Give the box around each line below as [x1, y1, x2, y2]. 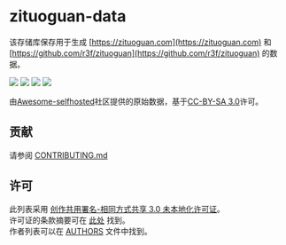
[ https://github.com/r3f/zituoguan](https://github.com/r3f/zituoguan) [9, 47, 260, 59]
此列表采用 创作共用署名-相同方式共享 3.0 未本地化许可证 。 [9, 203, 226, 214]
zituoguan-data [9, 6, 127, 27]
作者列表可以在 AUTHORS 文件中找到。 [9, 225, 152, 236]
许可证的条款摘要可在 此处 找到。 [9, 215, 130, 225]
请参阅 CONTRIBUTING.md [9, 149, 108, 161]
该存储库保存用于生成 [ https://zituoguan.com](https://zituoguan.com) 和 [9, 36, 272, 47]
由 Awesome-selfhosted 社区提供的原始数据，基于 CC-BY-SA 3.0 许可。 [9, 96, 264, 107]
